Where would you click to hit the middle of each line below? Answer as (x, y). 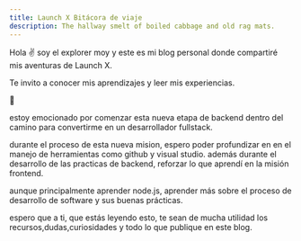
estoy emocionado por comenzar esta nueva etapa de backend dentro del (146, 117)
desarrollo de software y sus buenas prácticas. (96, 200)
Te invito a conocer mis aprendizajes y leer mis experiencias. (122, 83)
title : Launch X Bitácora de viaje (76, 18)
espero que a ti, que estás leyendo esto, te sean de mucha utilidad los (138, 218)
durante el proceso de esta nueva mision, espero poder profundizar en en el (150, 144)
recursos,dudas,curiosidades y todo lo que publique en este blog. (131, 227)
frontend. (27, 173)
